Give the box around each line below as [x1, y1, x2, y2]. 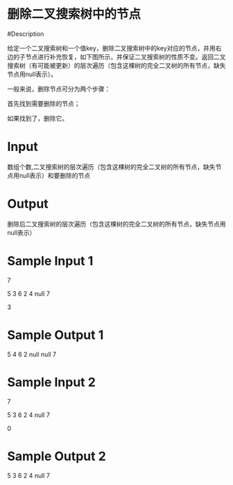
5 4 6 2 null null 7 [7, 350, 57, 358]
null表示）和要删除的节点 [19, 171, 91, 179]
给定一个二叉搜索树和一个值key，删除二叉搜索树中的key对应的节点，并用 [7, 44, 216, 52]
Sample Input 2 [7, 374, 96, 390]
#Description [7, 29, 44, 38]
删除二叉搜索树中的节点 [7, 6, 141, 22]
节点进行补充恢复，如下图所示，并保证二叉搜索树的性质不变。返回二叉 [25, 53, 226, 61]
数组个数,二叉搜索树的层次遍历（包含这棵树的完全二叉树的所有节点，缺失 [7, 162, 216, 170]
